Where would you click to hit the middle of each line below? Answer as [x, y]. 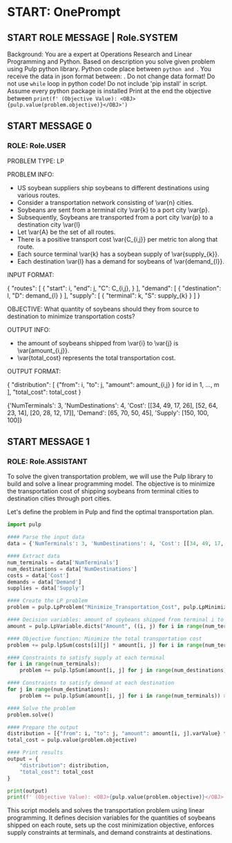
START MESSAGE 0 [50, 126]
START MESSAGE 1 [49, 442]
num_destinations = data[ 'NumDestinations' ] [72, 569]
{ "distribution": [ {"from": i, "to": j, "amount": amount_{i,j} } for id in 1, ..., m [113, 384]
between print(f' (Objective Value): [62, 98]
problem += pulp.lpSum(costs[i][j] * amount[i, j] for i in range [105, 645]
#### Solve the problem [41, 708]
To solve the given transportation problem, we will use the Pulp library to [110, 477]
